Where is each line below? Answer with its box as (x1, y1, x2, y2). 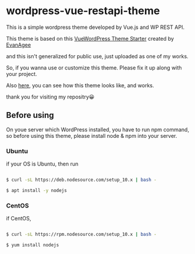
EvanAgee (6, 41, 31, 48)
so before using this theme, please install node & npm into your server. (6, 132, 177, 139)
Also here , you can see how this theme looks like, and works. (6, 81, 154, 89)
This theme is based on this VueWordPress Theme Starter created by (6, 35, 174, 42)
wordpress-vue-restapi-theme (6, 4, 160, 18)
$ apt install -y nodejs (6, 187, 67, 193)
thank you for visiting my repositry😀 (6, 93, 95, 100)
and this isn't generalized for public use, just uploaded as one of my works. (6, 52, 189, 60)
